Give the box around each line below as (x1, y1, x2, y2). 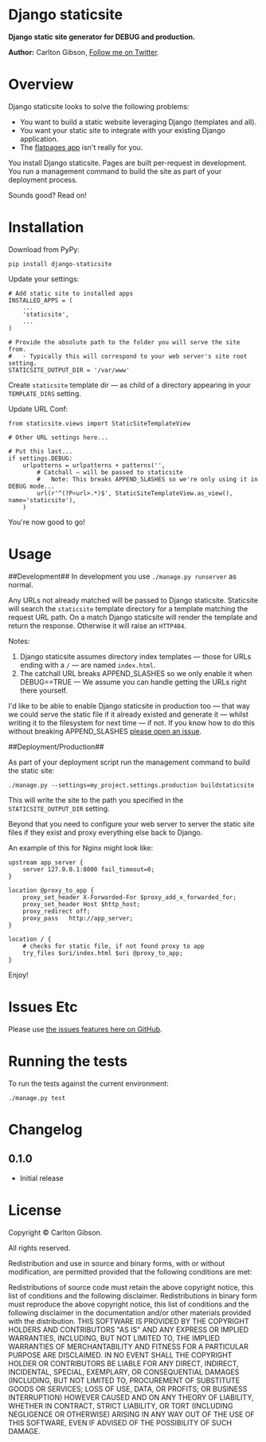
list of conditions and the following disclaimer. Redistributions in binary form (8, 1291, 257, 1300)
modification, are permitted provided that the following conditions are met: (8, 1267, 252, 1276)
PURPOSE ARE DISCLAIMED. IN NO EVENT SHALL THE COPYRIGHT (8, 1350, 233, 1360)
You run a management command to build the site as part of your (8, 166, 222, 176)
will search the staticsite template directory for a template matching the (8, 603, 248, 613)
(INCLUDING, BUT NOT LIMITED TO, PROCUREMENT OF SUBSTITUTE (8, 1375, 241, 1385)
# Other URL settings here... (8, 433, 109, 442)
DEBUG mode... (8, 482, 56, 490)
